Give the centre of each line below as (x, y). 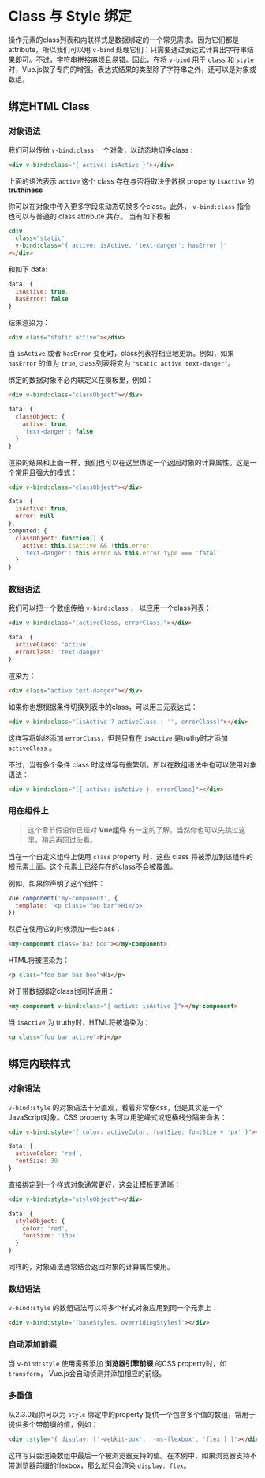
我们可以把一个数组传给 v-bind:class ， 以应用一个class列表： (110, 608)
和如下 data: (28, 269)
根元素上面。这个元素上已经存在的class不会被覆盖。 (93, 866)
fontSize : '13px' (51, 1236)
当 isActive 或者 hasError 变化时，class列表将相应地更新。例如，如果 (121, 354)
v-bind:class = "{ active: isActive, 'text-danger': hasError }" (121, 246)
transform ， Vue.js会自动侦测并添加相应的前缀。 (87, 1373)
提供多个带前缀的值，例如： (53, 1424)
